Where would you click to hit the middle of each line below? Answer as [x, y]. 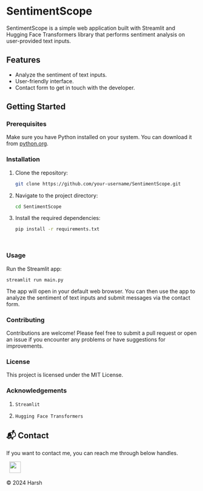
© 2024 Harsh [24, 483]
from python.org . [27, 143]
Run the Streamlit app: [34, 269]
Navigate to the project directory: [56, 195]
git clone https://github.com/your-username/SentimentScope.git [98, 184]
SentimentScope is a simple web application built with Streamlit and [91, 28]
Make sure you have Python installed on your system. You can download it [99, 137]
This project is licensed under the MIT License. [65, 375]
